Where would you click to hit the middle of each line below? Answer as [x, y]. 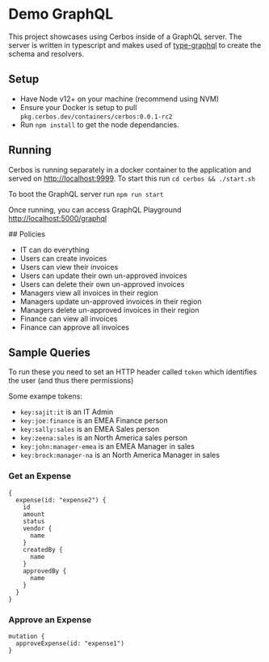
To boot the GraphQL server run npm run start [86, 194]
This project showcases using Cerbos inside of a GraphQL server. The [125, 36]
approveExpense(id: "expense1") [70, 643]
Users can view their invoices [69, 267]
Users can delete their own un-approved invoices [102, 284]
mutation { [27, 636]
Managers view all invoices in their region [89, 293]
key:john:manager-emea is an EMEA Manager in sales [107, 446]
